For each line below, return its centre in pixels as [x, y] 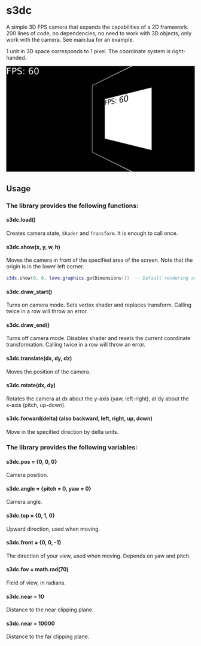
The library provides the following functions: [72, 206]
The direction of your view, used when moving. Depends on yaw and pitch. [98, 556]
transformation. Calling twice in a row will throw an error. [76, 345]
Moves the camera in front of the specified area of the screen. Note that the [100, 260]
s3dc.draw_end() [28, 325]
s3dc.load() [21, 220]
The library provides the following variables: [72, 447]
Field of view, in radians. [36, 583]
